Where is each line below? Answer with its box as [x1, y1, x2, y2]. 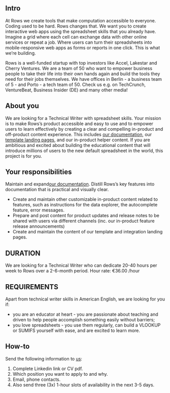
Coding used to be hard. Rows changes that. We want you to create [5, 23, 147, 29]
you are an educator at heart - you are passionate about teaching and [12, 311, 158, 317]
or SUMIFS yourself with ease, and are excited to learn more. [12, 327, 141, 334]
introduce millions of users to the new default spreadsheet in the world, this [5, 147, 163, 154]
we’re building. [5, 50, 37, 56]
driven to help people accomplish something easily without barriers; [12, 317, 155, 323]
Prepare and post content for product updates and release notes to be [12, 213, 160, 219]
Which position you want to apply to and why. [12, 371, 108, 377]
